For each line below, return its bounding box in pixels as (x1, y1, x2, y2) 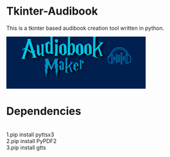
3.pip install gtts (6, 144, 47, 151)
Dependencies (6, 105, 81, 118)
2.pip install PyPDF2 (6, 137, 57, 144)
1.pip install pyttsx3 (6, 131, 55, 138)
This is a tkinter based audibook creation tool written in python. (6, 24, 165, 32)
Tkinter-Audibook (6, 4, 98, 18)
